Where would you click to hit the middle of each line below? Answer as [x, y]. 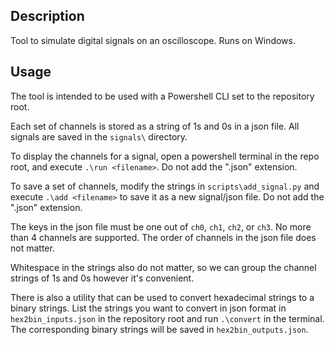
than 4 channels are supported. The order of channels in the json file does [163, 237]
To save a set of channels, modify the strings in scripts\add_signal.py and [165, 186]
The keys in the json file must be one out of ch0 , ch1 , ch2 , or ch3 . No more [161, 226]
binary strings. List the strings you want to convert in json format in [148, 308]
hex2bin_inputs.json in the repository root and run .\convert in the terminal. [167, 318]
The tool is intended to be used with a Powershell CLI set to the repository [162, 96]
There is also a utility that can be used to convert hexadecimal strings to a [162, 297]
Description [47, 16]
